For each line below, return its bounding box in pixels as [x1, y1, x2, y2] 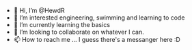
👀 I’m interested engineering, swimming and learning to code [13, 14, 185, 22]
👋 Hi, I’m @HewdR [13, 7, 65, 14]
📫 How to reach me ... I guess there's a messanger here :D [13, 36, 181, 43]
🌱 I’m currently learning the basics [13, 21, 111, 28]
